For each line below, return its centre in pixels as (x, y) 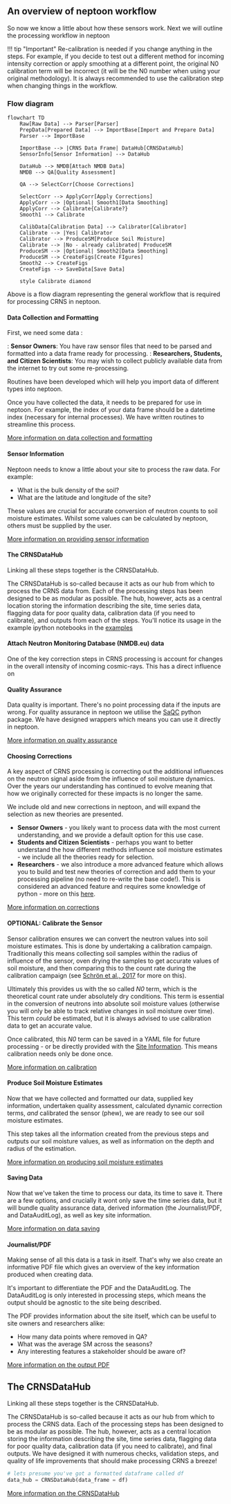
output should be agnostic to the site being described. (84, 1303)
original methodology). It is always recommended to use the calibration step (115, 78)
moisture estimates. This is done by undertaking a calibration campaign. (110, 946)
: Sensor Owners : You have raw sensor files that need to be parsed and (110, 346)
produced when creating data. (50, 1275)
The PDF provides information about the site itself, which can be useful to (112, 1316)
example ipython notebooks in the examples (70, 627)
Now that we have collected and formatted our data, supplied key (100, 1098)
